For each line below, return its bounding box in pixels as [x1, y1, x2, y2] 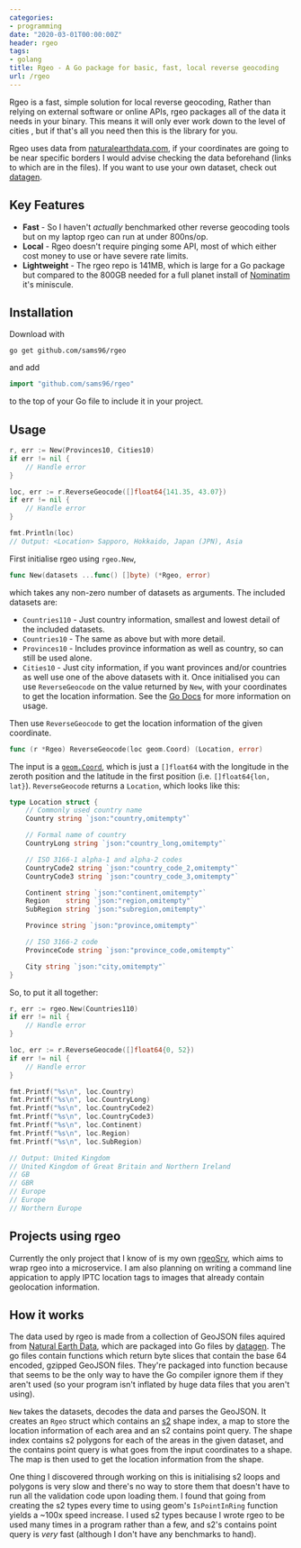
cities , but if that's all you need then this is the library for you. [9, 125, 238, 136]
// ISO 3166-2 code [25, 938, 99, 947]
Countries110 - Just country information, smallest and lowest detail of [22, 614, 280, 624]
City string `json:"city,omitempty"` [25, 961, 167, 971]
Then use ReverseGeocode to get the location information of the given [9, 717, 263, 728]
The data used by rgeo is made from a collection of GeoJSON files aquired [9, 1331, 286, 1343]
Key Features [9, 197, 85, 213]
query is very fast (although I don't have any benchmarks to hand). [9, 1529, 257, 1540]
